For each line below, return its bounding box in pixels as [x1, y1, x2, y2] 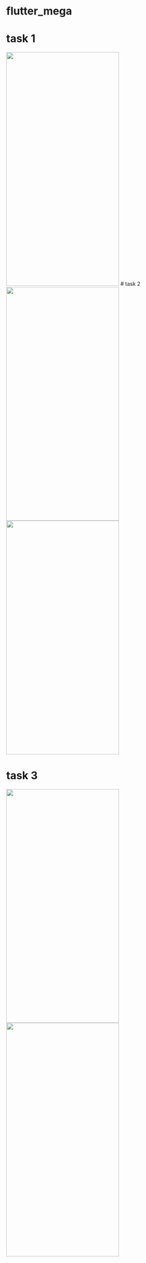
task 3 [6, 769, 38, 782]
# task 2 [120, 280, 141, 288]
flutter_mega [6, 4, 72, 18]
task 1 [6, 32, 36, 46]
